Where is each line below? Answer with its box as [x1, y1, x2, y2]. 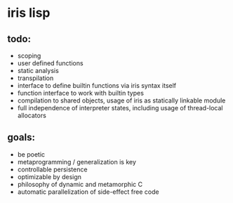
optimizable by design [17, 172, 82, 181]
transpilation [17, 74, 54, 82]
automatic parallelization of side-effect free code [17, 188, 159, 196]
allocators [17, 111, 47, 119]
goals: [7, 131, 36, 143]
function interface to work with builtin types [17, 89, 144, 97]
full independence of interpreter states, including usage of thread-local [17, 104, 223, 112]
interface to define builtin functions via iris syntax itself [17, 81, 177, 89]
